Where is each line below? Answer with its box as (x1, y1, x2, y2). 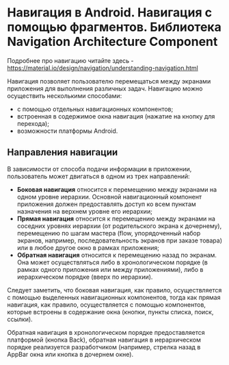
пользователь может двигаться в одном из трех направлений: (7, 172, 190, 180)
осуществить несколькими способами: (7, 91, 122, 100)
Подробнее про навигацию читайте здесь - (7, 56, 134, 64)
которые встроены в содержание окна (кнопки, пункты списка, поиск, (7, 307, 214, 316)
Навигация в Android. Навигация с (7, 5, 213, 21)
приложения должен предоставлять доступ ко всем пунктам (16, 200, 196, 208)
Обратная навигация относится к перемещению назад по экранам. (16, 251, 217, 259)
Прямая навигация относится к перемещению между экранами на (16, 214, 215, 223)
